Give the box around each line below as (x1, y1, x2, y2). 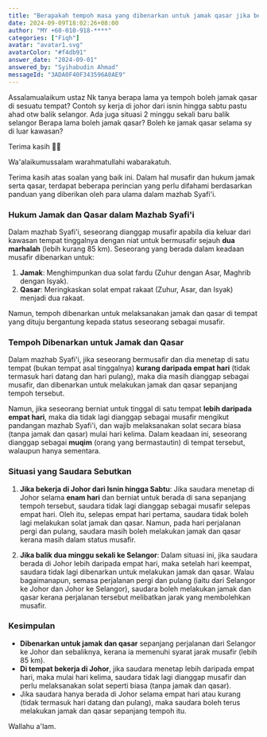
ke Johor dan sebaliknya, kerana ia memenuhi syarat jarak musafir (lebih (19, 646, 257, 656)
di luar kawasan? (8, 126, 64, 136)
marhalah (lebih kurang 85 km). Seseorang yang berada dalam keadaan (8, 244, 245, 253)
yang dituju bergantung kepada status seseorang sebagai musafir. (8, 317, 225, 326)
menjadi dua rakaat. (19, 293, 85, 303)
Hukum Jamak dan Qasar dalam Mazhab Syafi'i (8, 209, 195, 220)
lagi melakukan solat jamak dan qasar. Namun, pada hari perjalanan (19, 518, 241, 527)
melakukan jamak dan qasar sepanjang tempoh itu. (19, 706, 187, 716)
